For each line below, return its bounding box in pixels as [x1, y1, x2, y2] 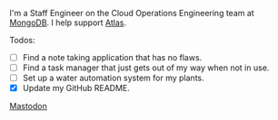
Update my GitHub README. [22, 83, 130, 94]
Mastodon [9, 101, 47, 112]
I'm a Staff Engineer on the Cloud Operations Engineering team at [9, 8, 254, 18]
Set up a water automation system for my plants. [22, 72, 204, 84]
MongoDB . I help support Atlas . [9, 17, 127, 28]
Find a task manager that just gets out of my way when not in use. [22, 62, 270, 73]
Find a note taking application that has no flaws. [22, 52, 203, 62]
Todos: [9, 35, 35, 45]
